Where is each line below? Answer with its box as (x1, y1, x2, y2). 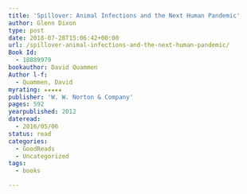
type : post (8, 26, 45, 34)
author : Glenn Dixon (8, 19, 77, 27)
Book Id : (8, 48, 37, 56)
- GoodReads (15, 145, 56, 153)
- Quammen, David (15, 78, 73, 86)
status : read (8, 130, 52, 138)
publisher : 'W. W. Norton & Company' (8, 93, 134, 101)
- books (15, 167, 41, 175)
